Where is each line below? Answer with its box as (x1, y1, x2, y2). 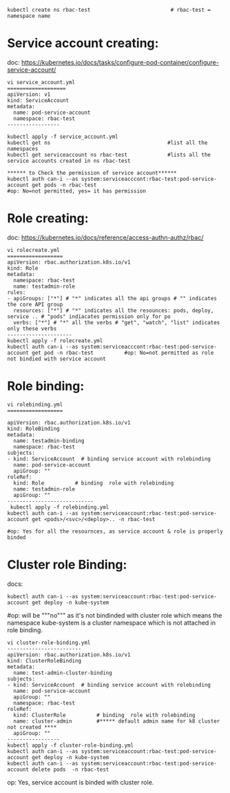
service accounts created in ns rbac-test (7, 157, 131, 164)
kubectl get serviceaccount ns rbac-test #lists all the (7, 151, 211, 158)
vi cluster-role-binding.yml (7, 639, 91, 646)
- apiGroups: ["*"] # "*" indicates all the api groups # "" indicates (7, 295, 217, 302)
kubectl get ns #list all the (7, 139, 208, 146)
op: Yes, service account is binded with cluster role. (7, 778, 154, 786)
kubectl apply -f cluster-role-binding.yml (7, 742, 134, 749)
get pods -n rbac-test (32, 182, 97, 188)
